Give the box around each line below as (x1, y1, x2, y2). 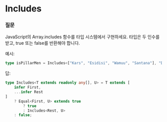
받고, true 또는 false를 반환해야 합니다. (5, 40, 81, 46)
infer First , (14, 85, 41, 90)
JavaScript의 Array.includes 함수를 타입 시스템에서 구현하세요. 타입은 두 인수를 (5, 34, 160, 40)
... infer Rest (14, 90, 43, 95)
